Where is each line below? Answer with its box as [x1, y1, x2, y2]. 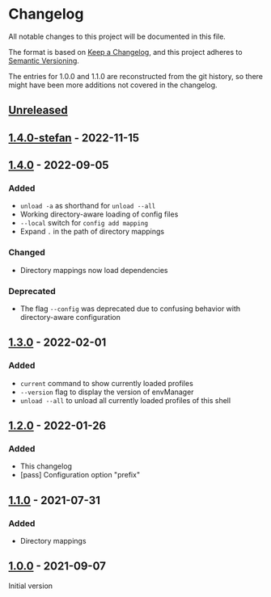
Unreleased [8, 103, 69, 117]
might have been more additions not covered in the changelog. [8, 80, 218, 90]
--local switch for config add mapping [19, 218, 148, 228]
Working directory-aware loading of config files [19, 209, 179, 219]
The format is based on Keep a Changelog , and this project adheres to [8, 47, 243, 57]
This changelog [19, 461, 73, 471]
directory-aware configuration [19, 313, 121, 322]
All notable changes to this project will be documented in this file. [8, 32, 227, 41]
